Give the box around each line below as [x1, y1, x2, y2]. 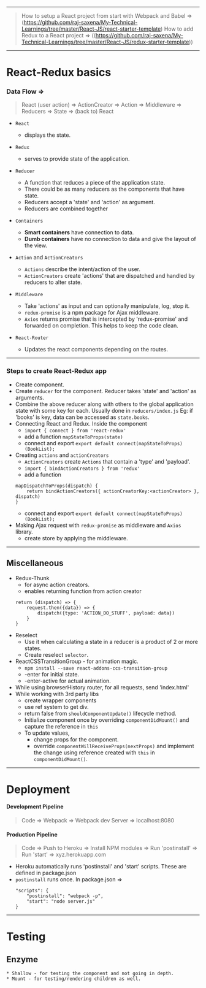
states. [24, 645, 42, 652]
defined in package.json [15, 869, 77, 877]
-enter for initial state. [24, 670, 80, 678]
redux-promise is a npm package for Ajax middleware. [24, 309, 161, 316]
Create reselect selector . [24, 651, 89, 658]
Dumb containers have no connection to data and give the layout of [24, 236, 196, 243]
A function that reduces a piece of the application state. [24, 179, 166, 186]
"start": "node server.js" [26, 898, 96, 905]
